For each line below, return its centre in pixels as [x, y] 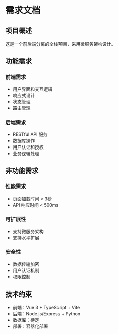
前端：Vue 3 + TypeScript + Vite [46, 308]
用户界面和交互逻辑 [33, 89]
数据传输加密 [26, 264]
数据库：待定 [26, 320]
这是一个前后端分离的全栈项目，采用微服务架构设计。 [61, 44]
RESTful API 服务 [30, 134]
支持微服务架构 [28, 231]
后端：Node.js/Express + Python [46, 314]
